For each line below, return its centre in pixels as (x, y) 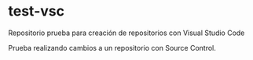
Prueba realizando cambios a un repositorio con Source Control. (112, 48)
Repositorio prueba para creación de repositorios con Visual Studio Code (126, 33)
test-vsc (37, 11)
